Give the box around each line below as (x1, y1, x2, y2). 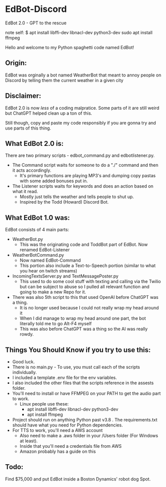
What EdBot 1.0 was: (5, 213, 70, 222)
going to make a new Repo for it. (19, 289, 86, 295)
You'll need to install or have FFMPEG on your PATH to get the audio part (12, 391, 161, 396)
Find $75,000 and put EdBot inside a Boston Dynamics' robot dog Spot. (5, 476, 151, 482)
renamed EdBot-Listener (19, 247, 70, 253)
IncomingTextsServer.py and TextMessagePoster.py (12, 273, 119, 279)
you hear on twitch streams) (19, 268, 78, 274)
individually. (12, 369, 37, 375)
